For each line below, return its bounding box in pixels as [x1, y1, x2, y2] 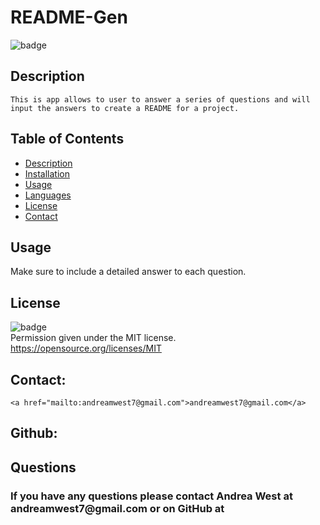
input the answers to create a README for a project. [10, 103, 240, 113]
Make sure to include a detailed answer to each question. [10, 266, 247, 278]
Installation [24, 167, 71, 180]
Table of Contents [10, 131, 125, 148]
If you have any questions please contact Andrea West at [10, 489, 293, 503]
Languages [24, 189, 72, 201]
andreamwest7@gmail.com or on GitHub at [10, 501, 225, 515]
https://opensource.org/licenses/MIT [10, 342, 162, 355]
